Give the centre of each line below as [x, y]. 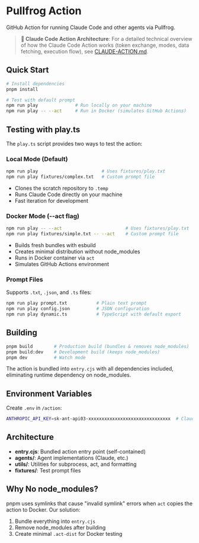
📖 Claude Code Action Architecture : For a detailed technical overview [106, 39]
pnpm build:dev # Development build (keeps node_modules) [83, 352]
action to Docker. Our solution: [43, 510]
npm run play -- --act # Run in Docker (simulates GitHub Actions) [96, 111]
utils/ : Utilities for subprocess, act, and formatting [76, 464]
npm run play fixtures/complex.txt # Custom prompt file [81, 177]
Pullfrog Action [44, 11]
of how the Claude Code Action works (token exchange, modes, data [105, 45]
